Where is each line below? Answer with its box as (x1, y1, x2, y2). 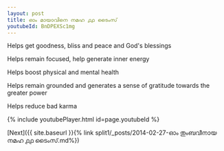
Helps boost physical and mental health (7, 68, 119, 76)
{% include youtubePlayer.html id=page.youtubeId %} (7, 115, 160, 124)
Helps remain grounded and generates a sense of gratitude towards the (7, 82, 210, 90)
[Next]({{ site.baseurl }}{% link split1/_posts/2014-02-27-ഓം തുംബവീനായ (7, 128, 217, 137)
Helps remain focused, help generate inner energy (7, 55, 150, 63)
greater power (7, 89, 47, 97)
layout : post (7, 10, 45, 17)
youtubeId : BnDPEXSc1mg (7, 23, 76, 30)
